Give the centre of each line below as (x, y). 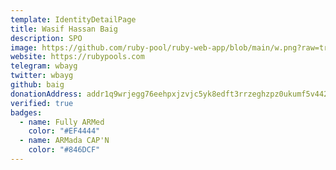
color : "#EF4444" (64, 131)
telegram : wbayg (44, 66)
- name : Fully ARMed (62, 122)
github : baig (37, 85)
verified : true (42, 103)
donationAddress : (46, 94)
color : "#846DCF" (64, 150)
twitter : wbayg (42, 76)
